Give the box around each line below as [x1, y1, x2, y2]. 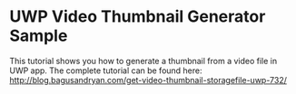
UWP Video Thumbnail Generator [9, 6, 266, 27]
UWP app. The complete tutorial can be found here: [9, 65, 202, 76]
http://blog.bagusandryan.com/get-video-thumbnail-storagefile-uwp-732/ [9, 74, 288, 85]
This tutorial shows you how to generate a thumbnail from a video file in [9, 55, 278, 66]
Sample [9, 25, 68, 46]
